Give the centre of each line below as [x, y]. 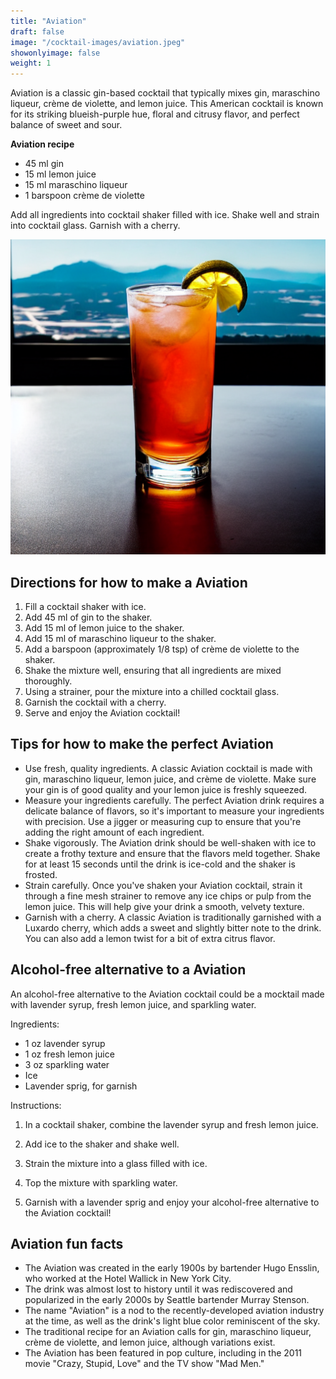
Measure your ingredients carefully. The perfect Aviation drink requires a [174, 800]
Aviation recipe [42, 144]
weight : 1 [31, 63]
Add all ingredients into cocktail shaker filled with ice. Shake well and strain [165, 215]
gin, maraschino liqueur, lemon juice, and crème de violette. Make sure [170, 779]
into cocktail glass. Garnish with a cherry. [95, 226]
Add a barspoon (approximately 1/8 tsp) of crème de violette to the [162, 649]
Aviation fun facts [67, 1243]
